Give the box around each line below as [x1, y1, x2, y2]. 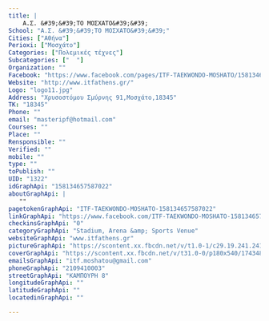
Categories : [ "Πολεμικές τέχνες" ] [8, 49, 124, 57]
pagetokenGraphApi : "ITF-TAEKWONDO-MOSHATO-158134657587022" [8, 204, 217, 212]
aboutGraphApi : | [8, 189, 66, 198]
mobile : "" [8, 153, 45, 160]
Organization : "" [8, 64, 66, 72]
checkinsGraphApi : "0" [8, 220, 84, 228]
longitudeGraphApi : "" [8, 279, 84, 287]
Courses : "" [8, 123, 48, 131]
